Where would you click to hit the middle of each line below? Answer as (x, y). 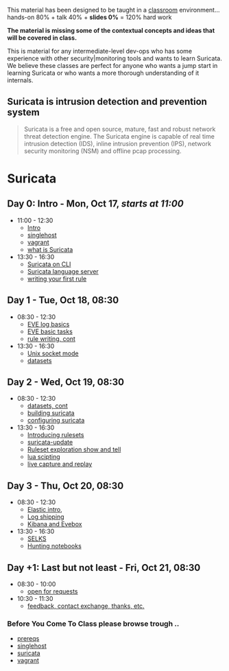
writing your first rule (57, 279)
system (23, 113)
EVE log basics (48, 324)
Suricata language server (63, 271)
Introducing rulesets (56, 435)
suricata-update (50, 443)
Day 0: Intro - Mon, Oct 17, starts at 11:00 (95, 204)
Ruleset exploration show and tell (74, 449)
